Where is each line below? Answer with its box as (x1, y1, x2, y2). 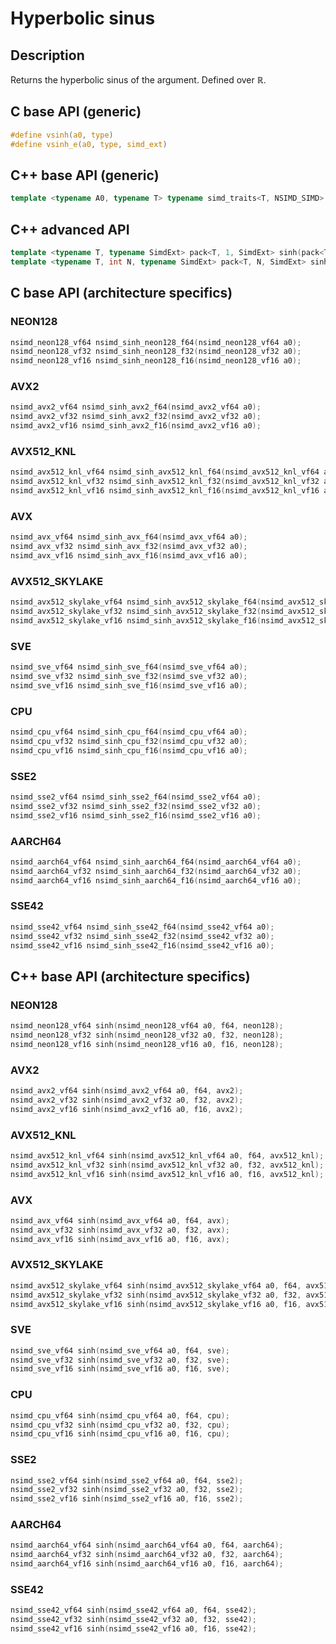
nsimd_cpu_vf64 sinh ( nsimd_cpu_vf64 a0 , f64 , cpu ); (10, 1410, 230, 1421)
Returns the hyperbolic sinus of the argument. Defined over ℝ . (10, 74, 267, 86)
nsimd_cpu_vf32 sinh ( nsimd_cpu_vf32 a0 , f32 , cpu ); (10, 1420, 230, 1430)
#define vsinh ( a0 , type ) (10, 130, 114, 140)
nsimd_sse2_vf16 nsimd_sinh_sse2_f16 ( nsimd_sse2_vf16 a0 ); (10, 810, 262, 821)
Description (10, 47, 85, 64)
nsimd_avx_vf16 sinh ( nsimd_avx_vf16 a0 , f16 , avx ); (10, 1234, 230, 1244)
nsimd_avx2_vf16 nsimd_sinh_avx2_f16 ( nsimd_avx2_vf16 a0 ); (10, 421, 262, 431)
